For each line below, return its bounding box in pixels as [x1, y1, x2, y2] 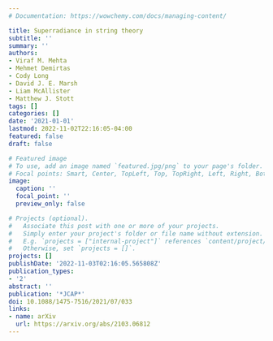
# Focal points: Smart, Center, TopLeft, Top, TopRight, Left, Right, [8, 170, 253, 178]
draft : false [8, 140, 53, 148]
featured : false [8, 132, 63, 140]
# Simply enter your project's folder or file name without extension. [8, 229, 264, 238]
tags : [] [8, 102, 38, 110]
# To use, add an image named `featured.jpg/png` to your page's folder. [8, 162, 264, 170]
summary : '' [8, 41, 49, 50]
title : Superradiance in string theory [8, 26, 144, 35]
